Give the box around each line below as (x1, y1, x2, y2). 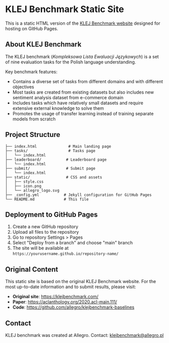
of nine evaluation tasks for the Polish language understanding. (5, 59, 136, 65)
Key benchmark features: (5, 68, 58, 75)
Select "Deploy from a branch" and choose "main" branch (12, 240, 133, 246)
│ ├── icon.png (5, 183, 42, 188)
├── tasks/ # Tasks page (5, 148, 96, 153)
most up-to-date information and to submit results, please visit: (5, 284, 136, 290)
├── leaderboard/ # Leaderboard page (5, 157, 107, 162)
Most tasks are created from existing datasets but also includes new (12, 89, 154, 95)
